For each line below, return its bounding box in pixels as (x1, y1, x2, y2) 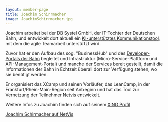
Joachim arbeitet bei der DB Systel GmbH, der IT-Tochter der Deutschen (5, 30, 155, 36)
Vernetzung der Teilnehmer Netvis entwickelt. (5, 92, 101, 98)
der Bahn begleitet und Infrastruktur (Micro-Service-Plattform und (21, 56, 157, 62)
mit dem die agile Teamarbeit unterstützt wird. (5, 41, 101, 47)
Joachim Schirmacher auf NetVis (5, 111, 74, 117)
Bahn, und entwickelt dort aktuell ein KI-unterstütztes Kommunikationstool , (5, 35, 160, 41)
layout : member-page (5, 7, 49, 12)
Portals (5, 56, 20, 62)
